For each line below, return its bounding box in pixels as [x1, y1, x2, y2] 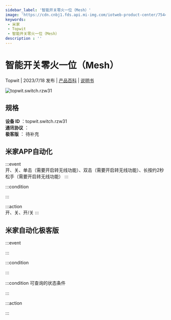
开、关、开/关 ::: [5, 210, 39, 216]
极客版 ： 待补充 [5, 131, 39, 137]
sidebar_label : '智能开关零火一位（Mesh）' [5, 7, 92, 13]
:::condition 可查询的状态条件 [5, 280, 66, 286]
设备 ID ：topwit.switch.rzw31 [5, 118, 67, 124]
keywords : [5, 17, 26, 22]
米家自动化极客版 [5, 226, 59, 235]
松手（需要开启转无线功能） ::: [5, 174, 69, 180]
